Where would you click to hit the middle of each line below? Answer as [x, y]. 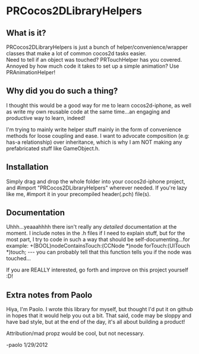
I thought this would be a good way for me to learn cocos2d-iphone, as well [99, 105]
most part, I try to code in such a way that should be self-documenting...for [98, 239]
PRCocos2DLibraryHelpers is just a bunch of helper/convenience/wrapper [97, 47]
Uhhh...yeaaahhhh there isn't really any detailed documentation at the [91, 227]
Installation [27, 167]
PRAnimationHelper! [31, 72]
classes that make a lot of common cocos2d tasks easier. [76, 53]
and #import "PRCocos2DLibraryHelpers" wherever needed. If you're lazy [97, 188]
